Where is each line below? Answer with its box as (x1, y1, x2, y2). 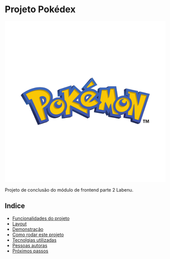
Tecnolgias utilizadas (12, 237, 57, 243)
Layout (12, 221, 27, 227)
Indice (5, 202, 25, 210)
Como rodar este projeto (12, 231, 64, 238)
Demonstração (12, 226, 44, 232)
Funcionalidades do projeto (12, 215, 70, 221)
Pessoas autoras (12, 242, 47, 248)
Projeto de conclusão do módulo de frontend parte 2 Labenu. (5, 186, 134, 193)
